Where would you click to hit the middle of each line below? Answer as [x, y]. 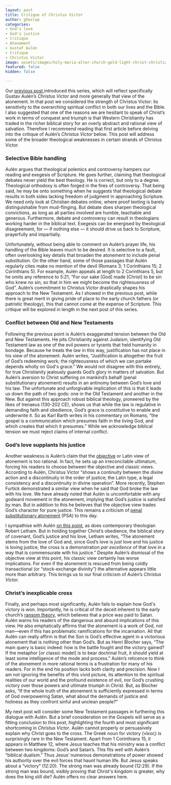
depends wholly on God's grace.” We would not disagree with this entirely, [83, 366]
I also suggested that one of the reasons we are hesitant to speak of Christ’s [85, 112]
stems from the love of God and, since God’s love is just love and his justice [84, 541]
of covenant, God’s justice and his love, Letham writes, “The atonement [80, 536]
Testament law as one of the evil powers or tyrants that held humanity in [81, 345]
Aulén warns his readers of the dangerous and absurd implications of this [82, 621]
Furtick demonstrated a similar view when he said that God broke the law [82, 488]
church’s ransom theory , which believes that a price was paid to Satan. [79, 615]
